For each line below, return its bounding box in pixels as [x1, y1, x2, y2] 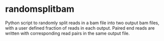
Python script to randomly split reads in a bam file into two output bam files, [5, 20, 160, 26]
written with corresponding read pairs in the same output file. [5, 30, 130, 36]
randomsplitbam [5, 3, 75, 15]
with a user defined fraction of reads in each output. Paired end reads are [5, 25, 155, 31]
